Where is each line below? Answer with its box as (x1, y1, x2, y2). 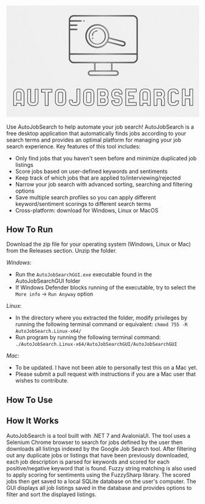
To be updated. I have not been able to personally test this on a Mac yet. (15, 364, 198, 372)
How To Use (6, 395, 53, 405)
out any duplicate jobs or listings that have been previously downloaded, (6, 451, 189, 459)
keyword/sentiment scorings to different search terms (15, 200, 151, 207)
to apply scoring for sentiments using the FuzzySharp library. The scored (6, 471, 191, 478)
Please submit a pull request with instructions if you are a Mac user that (15, 370, 196, 378)
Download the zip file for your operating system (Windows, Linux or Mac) (6, 240, 191, 248)
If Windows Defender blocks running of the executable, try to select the (15, 284, 196, 291)
